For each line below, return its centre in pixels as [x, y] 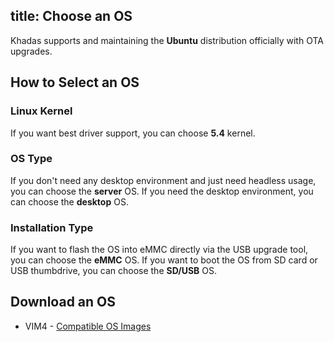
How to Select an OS [75, 82]
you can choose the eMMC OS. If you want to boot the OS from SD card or [164, 260]
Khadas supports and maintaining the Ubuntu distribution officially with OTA [167, 40]
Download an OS [63, 302]
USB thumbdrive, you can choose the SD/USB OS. [114, 271]
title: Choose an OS [71, 16]
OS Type [31, 159]
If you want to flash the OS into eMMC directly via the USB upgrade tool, [159, 250]
